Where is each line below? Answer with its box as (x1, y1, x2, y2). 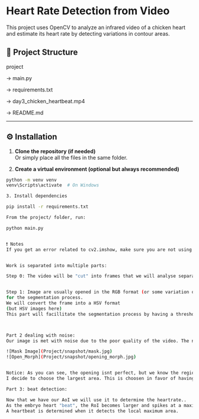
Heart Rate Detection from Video (6, 4, 170, 18)
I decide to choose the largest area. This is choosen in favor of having (6, 376, 195, 382)
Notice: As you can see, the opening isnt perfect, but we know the (6, 370, 179, 376)
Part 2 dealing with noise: (6, 332, 76, 338)
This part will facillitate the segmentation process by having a (6, 311, 174, 317)
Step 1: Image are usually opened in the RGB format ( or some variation (6, 289, 190, 295)
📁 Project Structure (6, 47, 78, 58)
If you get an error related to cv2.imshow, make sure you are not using (6, 246, 192, 253)
